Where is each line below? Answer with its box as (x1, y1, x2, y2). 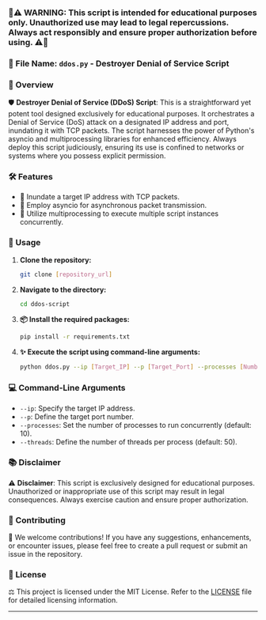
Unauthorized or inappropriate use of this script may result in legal (8, 486, 225, 496)
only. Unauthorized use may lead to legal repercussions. (8, 17, 230, 28)
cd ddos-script (19, 300, 70, 308)
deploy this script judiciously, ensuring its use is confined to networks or (8, 142, 245, 153)
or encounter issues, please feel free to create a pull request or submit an (8, 541, 248, 550)
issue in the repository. (8, 550, 83, 559)
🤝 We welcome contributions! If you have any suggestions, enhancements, (8, 533, 252, 542)
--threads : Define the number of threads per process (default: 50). (19, 437, 237, 446)
